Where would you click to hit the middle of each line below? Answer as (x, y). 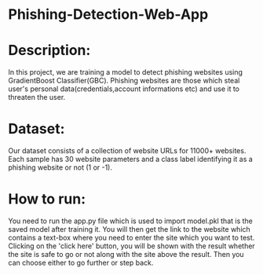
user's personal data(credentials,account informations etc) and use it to (124, 89)
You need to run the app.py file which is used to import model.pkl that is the (131, 221)
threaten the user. (37, 97)
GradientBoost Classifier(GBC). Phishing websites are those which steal (124, 81)
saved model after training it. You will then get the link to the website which (130, 229)
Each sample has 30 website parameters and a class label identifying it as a (130, 159)
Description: (49, 51)
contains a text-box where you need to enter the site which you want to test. (131, 238)
